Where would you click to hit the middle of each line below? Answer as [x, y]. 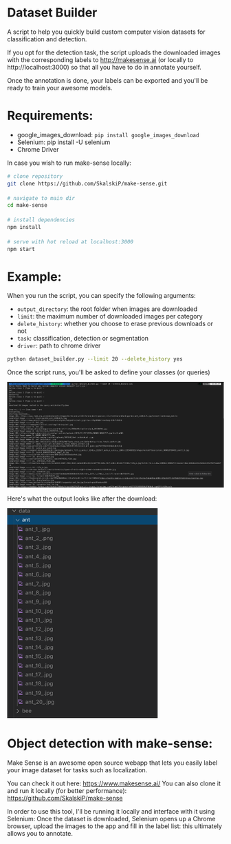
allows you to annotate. [40, 834]
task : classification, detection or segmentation [83, 339]
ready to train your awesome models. [60, 88]
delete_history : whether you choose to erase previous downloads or [115, 324]
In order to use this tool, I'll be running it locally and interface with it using [111, 812]
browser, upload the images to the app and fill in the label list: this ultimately [114, 826]
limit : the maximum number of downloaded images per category [110, 316]
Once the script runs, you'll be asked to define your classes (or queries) [109, 372]
